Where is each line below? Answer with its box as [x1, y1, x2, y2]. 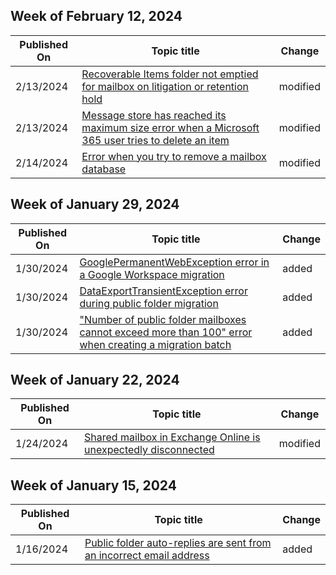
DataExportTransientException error [79, 284, 248, 298]
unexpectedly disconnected [84, 443, 215, 457]
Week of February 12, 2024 [10, 8, 183, 25]
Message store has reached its [81, 108, 227, 122]
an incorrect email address [84, 549, 210, 563]
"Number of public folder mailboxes [79, 312, 247, 326]
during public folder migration [79, 296, 219, 310]
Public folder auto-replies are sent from [84, 536, 272, 550]
